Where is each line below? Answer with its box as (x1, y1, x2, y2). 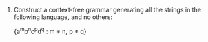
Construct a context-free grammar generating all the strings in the (13, 6, 202, 14)
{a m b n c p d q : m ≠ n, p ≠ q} (13, 26, 87, 35)
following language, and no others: (13, 13, 112, 21)
